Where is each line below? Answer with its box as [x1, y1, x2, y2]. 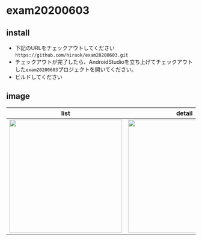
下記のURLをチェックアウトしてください [14, 45, 115, 51]
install [6, 28, 30, 38]
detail [176, 109, 193, 117]
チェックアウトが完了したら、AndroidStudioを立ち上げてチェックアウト [14, 58, 193, 65]
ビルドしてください [14, 74, 63, 80]
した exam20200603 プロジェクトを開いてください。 [14, 66, 137, 73]
